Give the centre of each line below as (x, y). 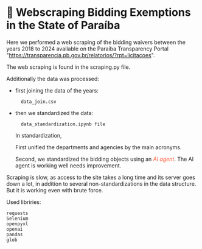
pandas (15, 234)
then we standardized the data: (54, 113)
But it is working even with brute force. (55, 190)
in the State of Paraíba (63, 25)
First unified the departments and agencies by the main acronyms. (98, 147)
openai (15, 229)
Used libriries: (24, 202)
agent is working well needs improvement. (68, 165)
